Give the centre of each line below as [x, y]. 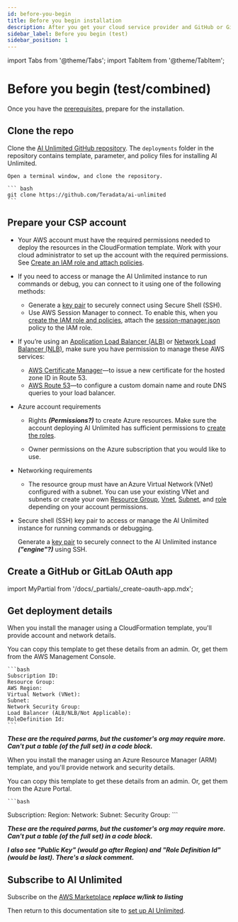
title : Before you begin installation [64, 21]
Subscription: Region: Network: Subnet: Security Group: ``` [93, 815]
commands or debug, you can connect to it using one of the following [119, 284]
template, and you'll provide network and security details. [91, 767]
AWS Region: [25, 689]
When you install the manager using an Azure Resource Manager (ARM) [112, 760]
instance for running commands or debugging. [85, 528]
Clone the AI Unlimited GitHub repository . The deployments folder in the [111, 148]
